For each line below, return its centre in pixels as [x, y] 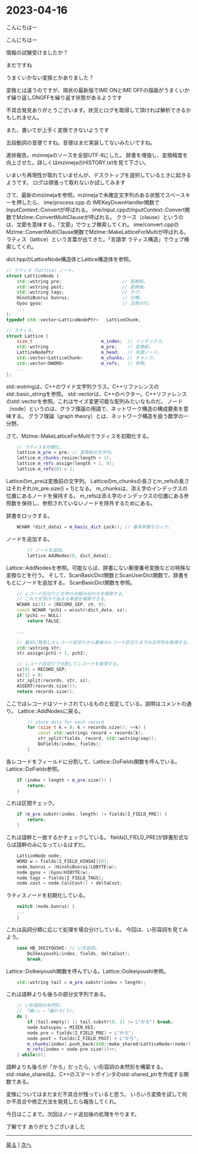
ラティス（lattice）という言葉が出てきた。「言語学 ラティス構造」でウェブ [95, 239]
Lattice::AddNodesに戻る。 [51, 711]
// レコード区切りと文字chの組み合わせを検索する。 [72, 594]
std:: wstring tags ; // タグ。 [80, 292]
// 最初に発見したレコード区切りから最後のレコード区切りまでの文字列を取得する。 [104, 642]
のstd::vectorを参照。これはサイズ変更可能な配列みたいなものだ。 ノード [95, 401]
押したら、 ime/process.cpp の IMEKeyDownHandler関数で [88, 202]
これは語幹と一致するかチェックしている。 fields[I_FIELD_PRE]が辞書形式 [95, 837]
